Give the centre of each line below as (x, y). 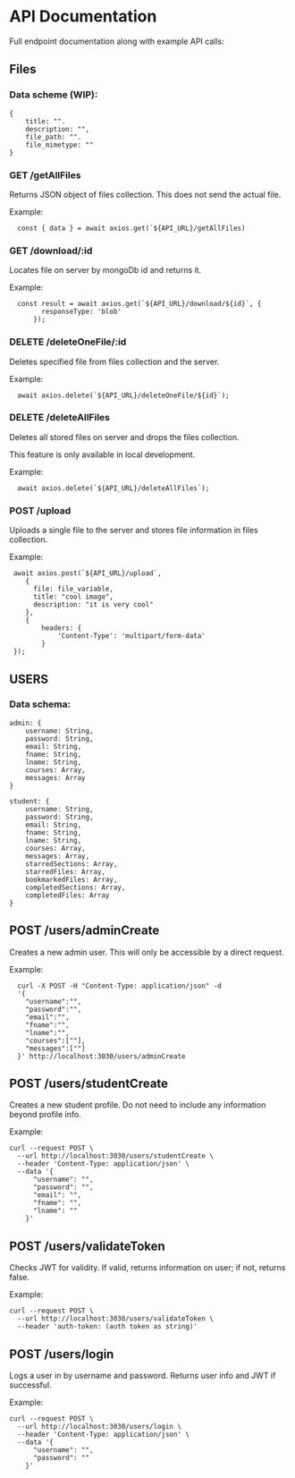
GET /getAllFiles (45, 174)
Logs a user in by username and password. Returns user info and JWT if (143, 1376)
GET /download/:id (51, 251)
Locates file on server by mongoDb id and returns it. (105, 270)
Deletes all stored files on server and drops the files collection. (124, 437)
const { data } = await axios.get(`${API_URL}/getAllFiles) (131, 228)
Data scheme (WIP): (54, 95)
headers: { (62, 628)
